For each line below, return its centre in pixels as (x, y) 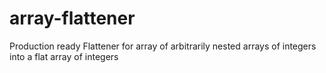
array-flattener (72, 18)
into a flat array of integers (64, 56)
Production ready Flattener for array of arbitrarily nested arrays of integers (163, 46)
